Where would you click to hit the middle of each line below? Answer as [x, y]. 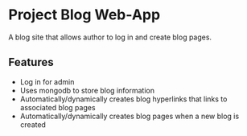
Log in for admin [47, 81]
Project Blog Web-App [84, 15]
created [33, 124]
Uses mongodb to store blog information [87, 90]
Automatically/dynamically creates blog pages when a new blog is [130, 116]
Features [31, 62]
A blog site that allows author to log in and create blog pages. [110, 37]
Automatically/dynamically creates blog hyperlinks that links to [123, 99]
